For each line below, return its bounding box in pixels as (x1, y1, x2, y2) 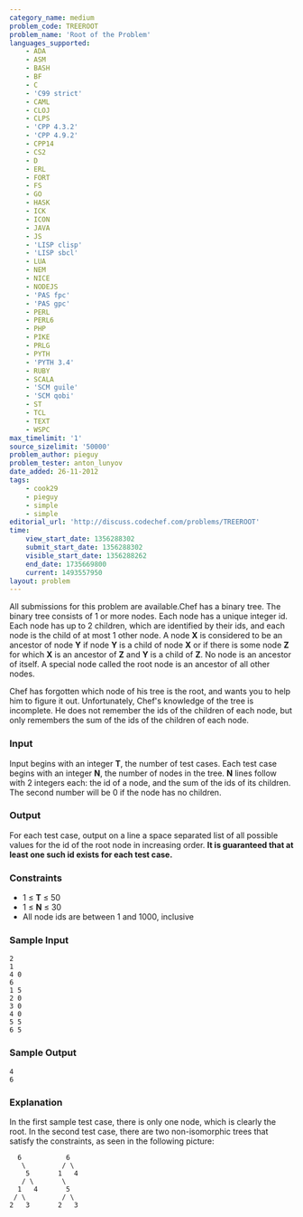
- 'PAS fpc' (25, 290, 70, 299)
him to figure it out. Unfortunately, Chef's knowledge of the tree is (9, 695, 254, 706)
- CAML (25, 97, 50, 107)
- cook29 (25, 484, 59, 493)
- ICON (25, 214, 50, 224)
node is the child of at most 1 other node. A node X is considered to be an (9, 630, 283, 641)
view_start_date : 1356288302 (25, 534, 135, 543)
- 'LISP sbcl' (25, 249, 78, 258)
